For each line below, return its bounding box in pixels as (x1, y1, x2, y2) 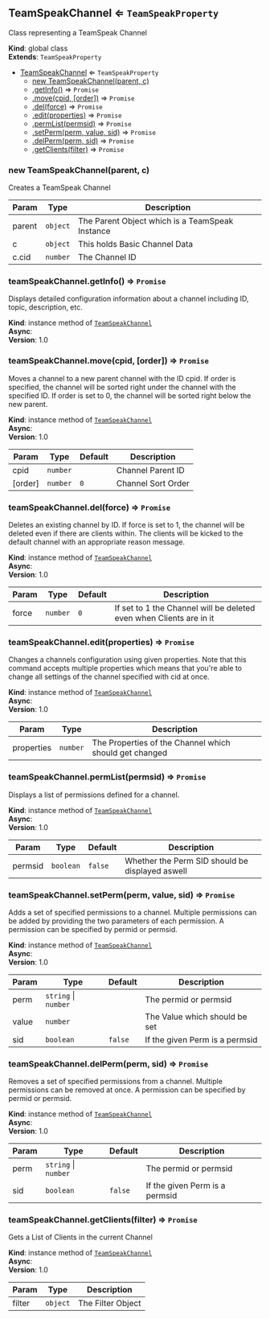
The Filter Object (77, 1298, 141, 1309)
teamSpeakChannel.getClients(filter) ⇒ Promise (8, 1214, 198, 1226)
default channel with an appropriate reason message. (8, 537, 186, 546)
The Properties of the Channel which (92, 738, 231, 749)
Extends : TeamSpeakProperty (8, 51, 102, 61)
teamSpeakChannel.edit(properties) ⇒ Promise (8, 636, 194, 647)
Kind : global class (8, 43, 68, 53)
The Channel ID (77, 252, 137, 263)
